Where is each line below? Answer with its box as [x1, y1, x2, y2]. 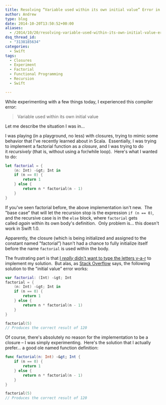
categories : [5, 44, 30, 49]
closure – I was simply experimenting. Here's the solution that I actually [5, 340, 151, 346]
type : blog [5, 16, 28, 21]
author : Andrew [5, 12, 37, 17]
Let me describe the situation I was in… [5, 123, 85, 129]
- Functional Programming [9, 72, 63, 77]
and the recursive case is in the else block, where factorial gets [5, 215, 138, 221]
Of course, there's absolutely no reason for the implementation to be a [5, 334, 148, 340]
